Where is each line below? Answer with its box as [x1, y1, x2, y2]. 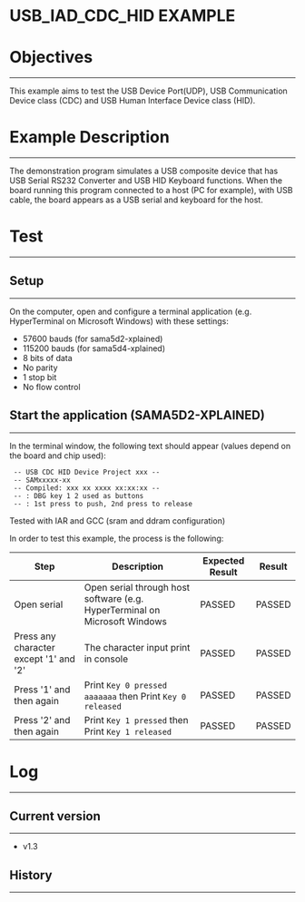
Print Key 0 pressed [84, 678, 168, 691]
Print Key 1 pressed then [84, 713, 189, 726]
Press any [14, 630, 56, 642]
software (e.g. [84, 592, 143, 604]
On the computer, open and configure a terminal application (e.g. [9, 306, 252, 317]
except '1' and [14, 652, 75, 665]
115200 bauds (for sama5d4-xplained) [22, 342, 166, 354]
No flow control [22, 381, 81, 392]
